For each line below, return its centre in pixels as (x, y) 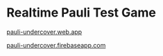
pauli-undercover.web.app (44, 32)
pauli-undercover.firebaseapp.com (56, 45)
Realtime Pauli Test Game (81, 13)
